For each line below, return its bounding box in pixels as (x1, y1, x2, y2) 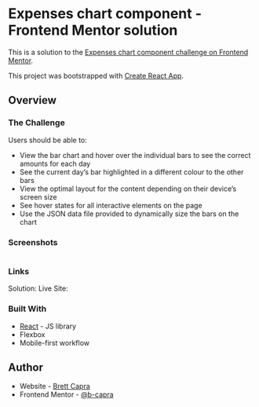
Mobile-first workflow (19, 338, 90, 347)
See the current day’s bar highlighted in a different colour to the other (19, 167, 244, 177)
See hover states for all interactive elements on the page (19, 200, 202, 210)
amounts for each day (19, 159, 91, 168)
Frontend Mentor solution (8, 21, 178, 39)
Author (8, 361, 43, 374)
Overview (8, 93, 57, 107)
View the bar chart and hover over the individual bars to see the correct (19, 150, 251, 159)
